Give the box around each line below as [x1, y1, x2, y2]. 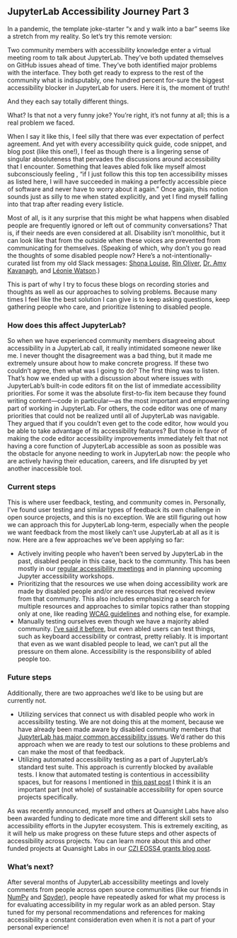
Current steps [7, 482, 57, 492]
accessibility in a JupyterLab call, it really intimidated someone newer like [7, 344, 221, 353]
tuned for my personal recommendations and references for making [7, 908, 205, 916]
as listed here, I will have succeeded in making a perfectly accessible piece [7, 177, 227, 186]
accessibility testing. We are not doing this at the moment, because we [17, 717, 224, 725]
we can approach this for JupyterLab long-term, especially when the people [7, 521, 230, 529]
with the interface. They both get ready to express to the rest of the [7, 68, 204, 77]
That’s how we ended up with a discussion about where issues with [7, 374, 204, 383]
